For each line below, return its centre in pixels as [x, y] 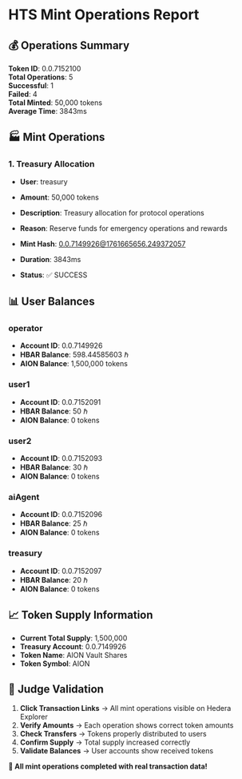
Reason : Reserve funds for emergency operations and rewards [123, 228]
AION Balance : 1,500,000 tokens [73, 364]
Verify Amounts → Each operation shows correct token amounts [127, 725]
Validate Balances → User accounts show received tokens [117, 751]
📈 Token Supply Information [81, 615]
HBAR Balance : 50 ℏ [54, 411]
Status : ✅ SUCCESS [54, 275]
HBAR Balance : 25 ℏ [54, 523]
